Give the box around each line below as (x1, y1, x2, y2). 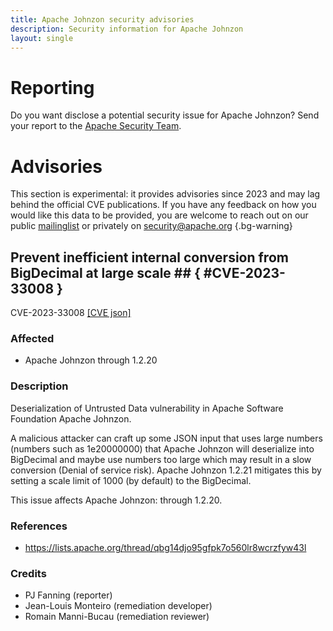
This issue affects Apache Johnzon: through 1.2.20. (10, 494, 223, 506)
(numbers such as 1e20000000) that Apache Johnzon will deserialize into (10, 442, 315, 455)
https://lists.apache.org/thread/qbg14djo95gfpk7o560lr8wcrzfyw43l (24, 541, 307, 553)
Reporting (10, 76, 95, 99)
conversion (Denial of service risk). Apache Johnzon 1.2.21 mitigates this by (10, 464, 322, 476)
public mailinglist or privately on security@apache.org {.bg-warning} (10, 220, 293, 232)
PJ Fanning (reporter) (24, 589, 113, 601)
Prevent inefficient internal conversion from (10, 249, 289, 266)
